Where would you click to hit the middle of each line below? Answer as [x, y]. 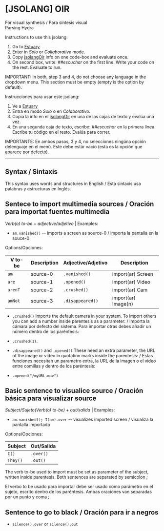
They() [15, 460]
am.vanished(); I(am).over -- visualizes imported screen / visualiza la [83, 419]
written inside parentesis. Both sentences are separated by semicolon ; [76, 477]
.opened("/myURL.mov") [35, 376]
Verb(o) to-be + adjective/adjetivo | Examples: [52, 224]
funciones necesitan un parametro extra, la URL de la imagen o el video [84, 361]
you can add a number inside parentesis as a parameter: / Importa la [81, 321]
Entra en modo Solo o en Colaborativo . [51, 111]
